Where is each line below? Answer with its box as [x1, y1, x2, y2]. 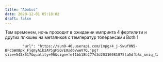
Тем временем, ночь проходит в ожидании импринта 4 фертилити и [5, 30, 147, 35]
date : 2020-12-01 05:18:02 [5, 12, 60, 16]
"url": [22, 44, 36, 49]
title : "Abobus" [5, 7, 38, 12]
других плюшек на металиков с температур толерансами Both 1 [5, 34, 139, 40]
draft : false [5, 16, 32, 21]
